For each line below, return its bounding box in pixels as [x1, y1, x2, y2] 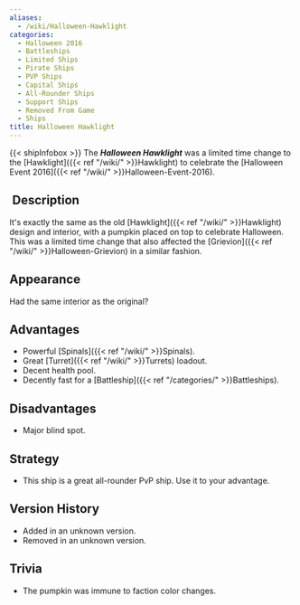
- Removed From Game [17, 106, 95, 115]
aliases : [9, 13, 42, 23]
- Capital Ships [17, 80, 79, 90]
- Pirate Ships [17, 64, 75, 73]
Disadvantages [9, 401, 97, 416]
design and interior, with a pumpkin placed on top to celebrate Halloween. [9, 226, 285, 237]
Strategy [9, 451, 60, 467]
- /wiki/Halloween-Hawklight [17, 22, 127, 31]
